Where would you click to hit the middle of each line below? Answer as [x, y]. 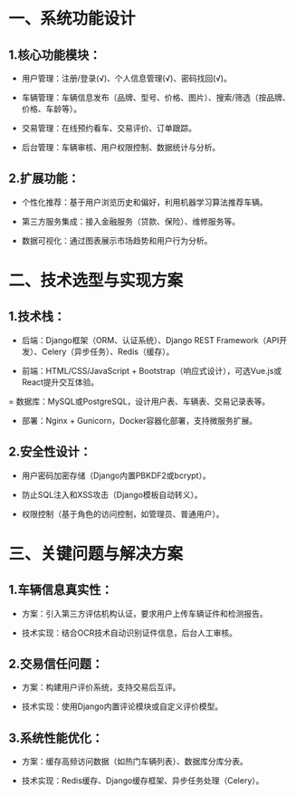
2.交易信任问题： [56, 664]
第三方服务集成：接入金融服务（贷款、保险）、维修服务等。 [131, 221]
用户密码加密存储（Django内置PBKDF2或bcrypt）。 [116, 475]
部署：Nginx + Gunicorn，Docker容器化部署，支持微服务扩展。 [139, 420]
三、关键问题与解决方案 [96, 554]
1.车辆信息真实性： [61, 590]
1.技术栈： [37, 316]
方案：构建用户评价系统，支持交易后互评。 [101, 687]
